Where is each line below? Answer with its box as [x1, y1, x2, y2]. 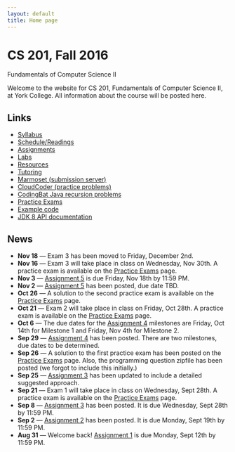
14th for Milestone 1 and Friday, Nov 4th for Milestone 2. [17, 326, 180, 335]
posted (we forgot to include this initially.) [17, 363, 137, 373]
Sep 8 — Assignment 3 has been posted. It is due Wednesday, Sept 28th [17, 401, 228, 410]
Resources [17, 160, 49, 169]
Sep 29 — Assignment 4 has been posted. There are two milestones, [17, 334, 217, 342]
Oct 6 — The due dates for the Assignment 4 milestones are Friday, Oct [17, 319, 224, 328]
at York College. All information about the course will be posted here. [7, 91, 207, 100]
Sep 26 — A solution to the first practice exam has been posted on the [17, 349, 222, 357]
